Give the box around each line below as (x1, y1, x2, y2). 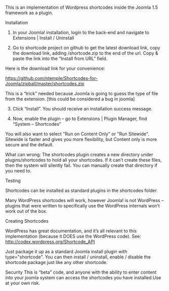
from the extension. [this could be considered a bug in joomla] (5, 96, 135, 102)
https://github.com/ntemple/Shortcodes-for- (5, 75, 98, 81)
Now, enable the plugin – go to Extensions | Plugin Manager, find (12, 115, 147, 122)
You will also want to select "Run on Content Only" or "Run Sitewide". (5, 131, 149, 137)
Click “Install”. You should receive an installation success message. (12, 106, 153, 111)
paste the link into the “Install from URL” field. (12, 55, 108, 62)
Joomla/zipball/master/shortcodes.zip (5, 81, 85, 86)
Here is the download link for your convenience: (5, 66, 105, 71)
